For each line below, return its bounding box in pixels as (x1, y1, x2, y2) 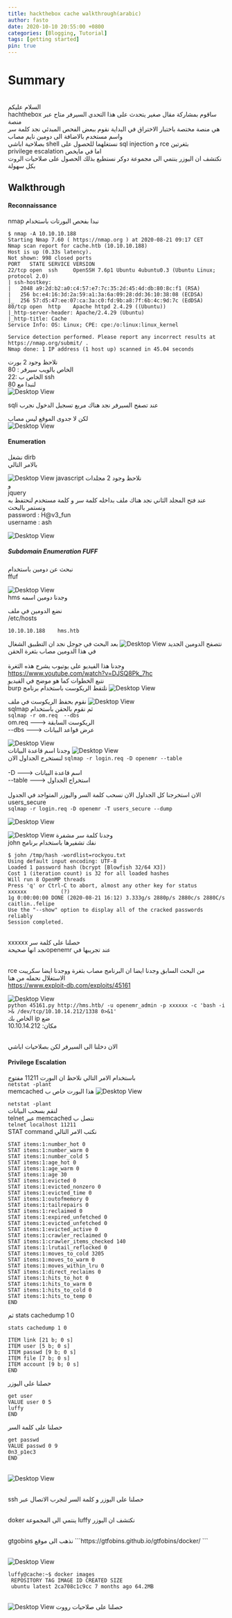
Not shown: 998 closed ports (8, 254, 92, 261)
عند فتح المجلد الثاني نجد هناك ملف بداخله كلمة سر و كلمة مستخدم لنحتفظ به (8, 496, 206, 504)
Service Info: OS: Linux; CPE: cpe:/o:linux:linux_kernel (8, 321, 179, 328)
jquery (8, 488, 26, 497)
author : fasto (8, 17, 49, 24)
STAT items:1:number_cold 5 (8, 1153, 89, 1160)
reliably (8, 912, 33, 919)
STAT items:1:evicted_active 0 (8, 1226, 98, 1233)
